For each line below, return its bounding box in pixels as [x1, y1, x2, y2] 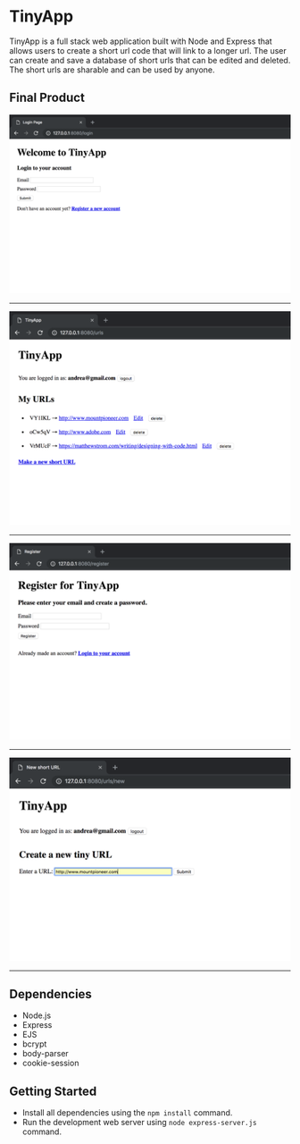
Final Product [9, 90, 85, 105]
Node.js [21, 1010, 52, 1021]
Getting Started [9, 1083, 97, 1098]
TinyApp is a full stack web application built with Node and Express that [9, 36, 272, 46]
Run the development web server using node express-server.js [21, 1117, 257, 1128]
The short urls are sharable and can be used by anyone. [9, 64, 216, 75]
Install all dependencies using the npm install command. [21, 1107, 233, 1118]
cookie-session [21, 1057, 79, 1069]
